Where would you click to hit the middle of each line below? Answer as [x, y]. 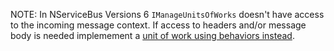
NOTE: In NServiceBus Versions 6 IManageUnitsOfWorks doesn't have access [167, 14]
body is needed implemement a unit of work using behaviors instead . [152, 35]
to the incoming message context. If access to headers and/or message [158, 25]
